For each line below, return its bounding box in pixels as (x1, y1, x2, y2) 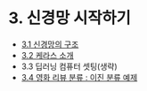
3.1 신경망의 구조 (20, 39, 79, 49)
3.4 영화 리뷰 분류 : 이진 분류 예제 (20, 72, 138, 82)
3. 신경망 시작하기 (8, 8, 131, 28)
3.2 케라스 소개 (20, 49, 74, 60)
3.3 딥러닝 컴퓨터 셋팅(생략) (20, 61, 118, 72)
